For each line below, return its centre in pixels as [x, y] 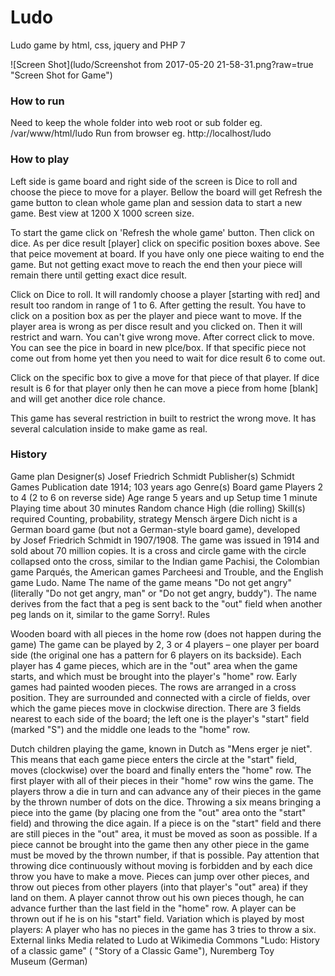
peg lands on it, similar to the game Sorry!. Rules [110, 614]
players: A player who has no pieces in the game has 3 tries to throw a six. [163, 929]
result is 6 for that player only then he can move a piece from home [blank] [164, 388]
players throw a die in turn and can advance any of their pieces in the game [166, 791]
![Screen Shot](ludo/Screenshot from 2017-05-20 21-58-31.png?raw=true [162, 64]
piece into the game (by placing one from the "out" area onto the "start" [158, 812]
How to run [37, 101]
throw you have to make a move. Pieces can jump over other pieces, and [160, 876]
